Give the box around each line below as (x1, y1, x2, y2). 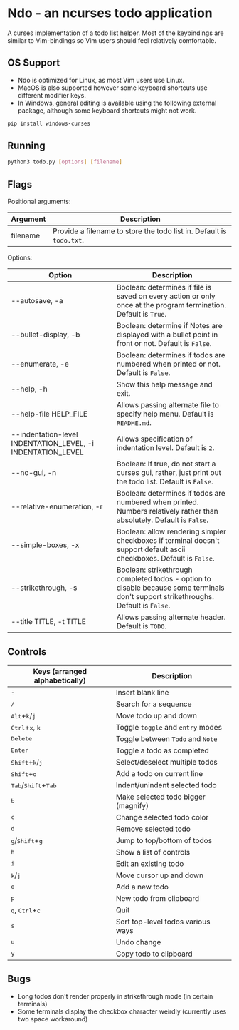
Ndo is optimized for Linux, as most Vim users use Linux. (17, 76, 185, 84)
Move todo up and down (116, 710, 198, 720)
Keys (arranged (33, 666, 87, 676)
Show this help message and (116, 379, 213, 389)
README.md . (116, 418, 152, 428)
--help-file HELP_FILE (11, 409, 87, 419)
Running (7, 140, 46, 152)
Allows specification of (116, 434, 193, 444)
